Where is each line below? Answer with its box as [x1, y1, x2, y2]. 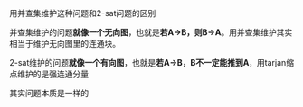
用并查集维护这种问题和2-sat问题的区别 [9, 8, 156, 18]
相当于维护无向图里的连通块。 [9, 39, 120, 49]
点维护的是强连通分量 [9, 68, 89, 79]
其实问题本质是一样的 [9, 88, 89, 98]
